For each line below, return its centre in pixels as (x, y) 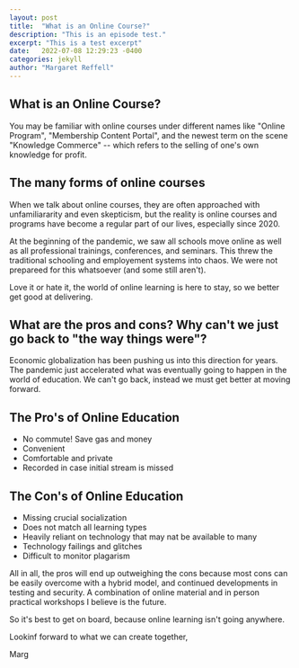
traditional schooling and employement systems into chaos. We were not (144, 260)
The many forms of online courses (107, 183)
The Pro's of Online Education (94, 418)
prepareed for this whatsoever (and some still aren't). (108, 270)
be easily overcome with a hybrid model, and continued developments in (144, 583)
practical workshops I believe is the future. (88, 601)
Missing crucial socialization (75, 517)
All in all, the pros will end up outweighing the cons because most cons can (149, 573)
